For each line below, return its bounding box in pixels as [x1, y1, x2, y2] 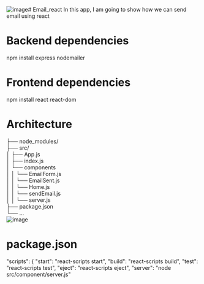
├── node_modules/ [6, 137, 59, 145]
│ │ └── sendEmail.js [6, 190, 61, 197]
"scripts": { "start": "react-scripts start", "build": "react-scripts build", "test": [6, 258, 198, 265]
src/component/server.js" [6, 271, 71, 278]
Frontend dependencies [6, 75, 130, 90]
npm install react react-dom [6, 96, 77, 103]
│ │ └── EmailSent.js [6, 177, 60, 184]
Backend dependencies [6, 34, 129, 48]
